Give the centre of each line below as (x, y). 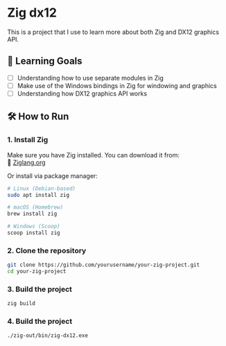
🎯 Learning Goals (45, 61)
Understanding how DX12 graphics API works (82, 93)
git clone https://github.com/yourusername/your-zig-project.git (103, 265)
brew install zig (32, 214)
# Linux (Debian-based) (42, 189)
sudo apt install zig (38, 195)
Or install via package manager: (53, 175)
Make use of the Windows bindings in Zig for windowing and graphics (117, 85)
